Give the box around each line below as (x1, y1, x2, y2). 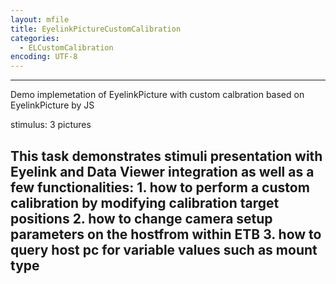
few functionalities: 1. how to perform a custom (10, 179, 310, 196)
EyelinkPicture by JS (10, 99, 95, 111)
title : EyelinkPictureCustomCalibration (10, 24, 182, 34)
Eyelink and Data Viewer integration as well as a (10, 163, 315, 180)
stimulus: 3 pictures (10, 119, 92, 131)
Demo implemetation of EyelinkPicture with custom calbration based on (10, 89, 305, 101)
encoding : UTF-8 (10, 52, 78, 62)
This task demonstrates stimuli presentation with (10, 147, 323, 165)
